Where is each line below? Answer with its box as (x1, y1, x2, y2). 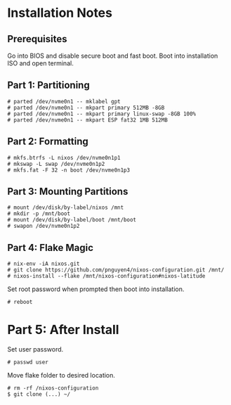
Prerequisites (7, 33, 67, 45)
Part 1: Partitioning (7, 79, 90, 91)
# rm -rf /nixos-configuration (7, 385, 99, 392)
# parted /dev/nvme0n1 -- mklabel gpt (7, 98, 121, 105)
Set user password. (7, 345, 64, 354)
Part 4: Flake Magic (7, 241, 93, 254)
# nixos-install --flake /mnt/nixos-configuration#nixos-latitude (7, 273, 206, 280)
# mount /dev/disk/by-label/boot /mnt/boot (7, 217, 137, 224)
